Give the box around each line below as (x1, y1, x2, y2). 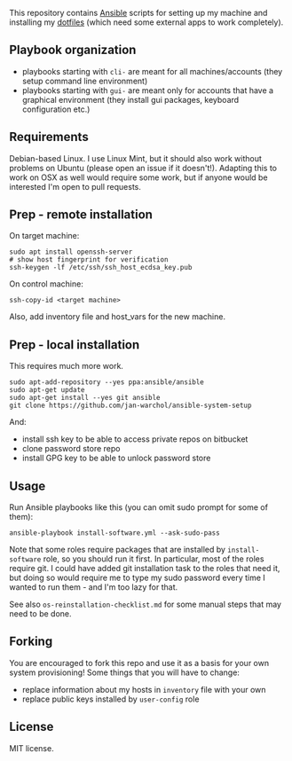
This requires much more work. (9, 361, 124, 372)
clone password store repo (21, 443, 121, 454)
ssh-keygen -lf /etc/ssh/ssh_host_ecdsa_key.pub (9, 263, 193, 272)
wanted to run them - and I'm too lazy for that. (9, 582, 178, 592)
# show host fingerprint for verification (9, 255, 169, 264)
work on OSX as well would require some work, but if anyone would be (9, 172, 268, 183)
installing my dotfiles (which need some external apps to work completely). (9, 17, 284, 27)
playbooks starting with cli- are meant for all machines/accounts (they (21, 66, 283, 76)
